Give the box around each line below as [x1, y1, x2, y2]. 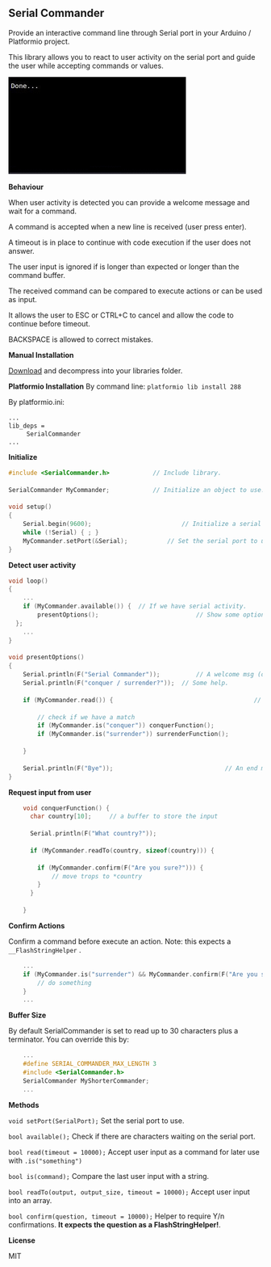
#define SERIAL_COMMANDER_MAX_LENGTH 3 [23, 1060, 157, 1068]
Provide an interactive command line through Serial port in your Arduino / [8, 27, 252, 37]
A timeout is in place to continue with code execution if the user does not [8, 238, 252, 247]
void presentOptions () [8, 654, 85, 662]
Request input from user [8, 787, 92, 797]
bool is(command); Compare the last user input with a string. [8, 1171, 210, 1181]
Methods [8, 1100, 40, 1109]
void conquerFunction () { [23, 804, 110, 812]
